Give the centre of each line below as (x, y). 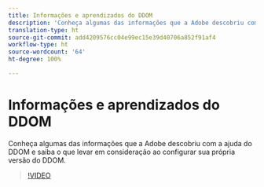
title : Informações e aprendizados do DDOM (81, 15)
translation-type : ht (44, 30)
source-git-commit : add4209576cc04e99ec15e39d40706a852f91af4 (112, 37)
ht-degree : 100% (35, 60)
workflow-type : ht (38, 45)
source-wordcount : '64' (47, 52)
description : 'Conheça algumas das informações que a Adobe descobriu (126, 23)
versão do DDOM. (37, 160)
